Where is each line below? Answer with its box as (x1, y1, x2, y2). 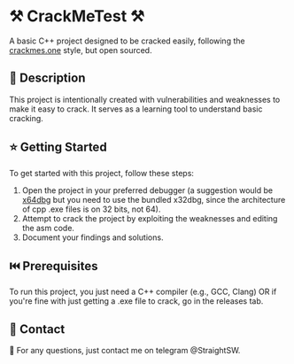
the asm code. (21, 222, 75, 233)
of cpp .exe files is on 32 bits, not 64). (21, 204, 161, 214)
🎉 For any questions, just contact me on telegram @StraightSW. (9, 345, 241, 356)
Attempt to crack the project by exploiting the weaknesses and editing (21, 213, 278, 223)
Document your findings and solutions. (21, 232, 164, 243)
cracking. (9, 112, 44, 123)
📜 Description (9, 71, 86, 86)
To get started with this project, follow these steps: (9, 167, 195, 178)
